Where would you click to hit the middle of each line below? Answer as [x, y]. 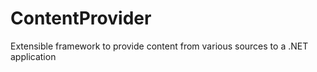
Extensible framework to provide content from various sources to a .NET [159, 46]
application [33, 56]
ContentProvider [81, 18]
